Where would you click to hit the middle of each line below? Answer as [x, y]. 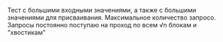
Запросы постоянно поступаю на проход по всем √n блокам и [102, 25]
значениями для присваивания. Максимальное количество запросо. [111, 17]
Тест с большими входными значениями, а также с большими [102, 10]
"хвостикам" [27, 32]
